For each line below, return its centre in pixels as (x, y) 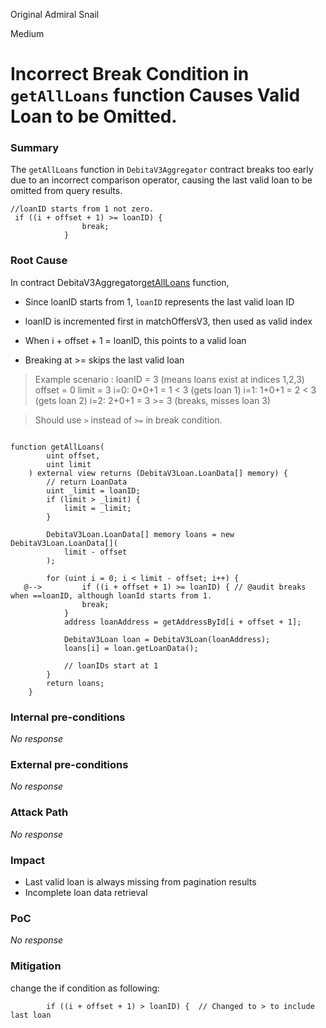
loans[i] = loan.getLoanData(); (131, 648)
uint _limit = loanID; (93, 490)
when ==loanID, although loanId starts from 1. (111, 595)
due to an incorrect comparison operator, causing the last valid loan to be (161, 180)
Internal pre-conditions (68, 717)
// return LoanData (87, 482)
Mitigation (36, 966)
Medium (27, 33)
